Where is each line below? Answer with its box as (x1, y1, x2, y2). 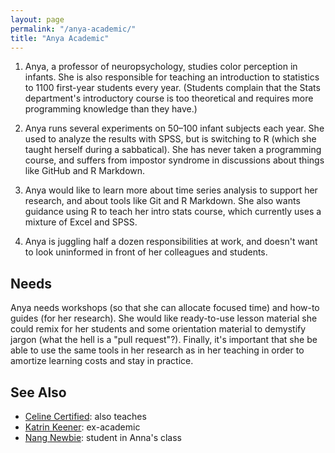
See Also (10, 384, 67, 401)
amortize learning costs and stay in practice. (10, 355, 194, 367)
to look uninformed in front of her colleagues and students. (24, 246, 268, 258)
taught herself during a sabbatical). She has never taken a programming (24, 144, 322, 156)
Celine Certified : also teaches (24, 411, 147, 422)
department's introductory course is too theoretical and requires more (24, 92, 314, 105)
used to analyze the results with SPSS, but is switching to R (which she (24, 133, 317, 145)
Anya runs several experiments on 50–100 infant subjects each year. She (24, 122, 325, 135)
